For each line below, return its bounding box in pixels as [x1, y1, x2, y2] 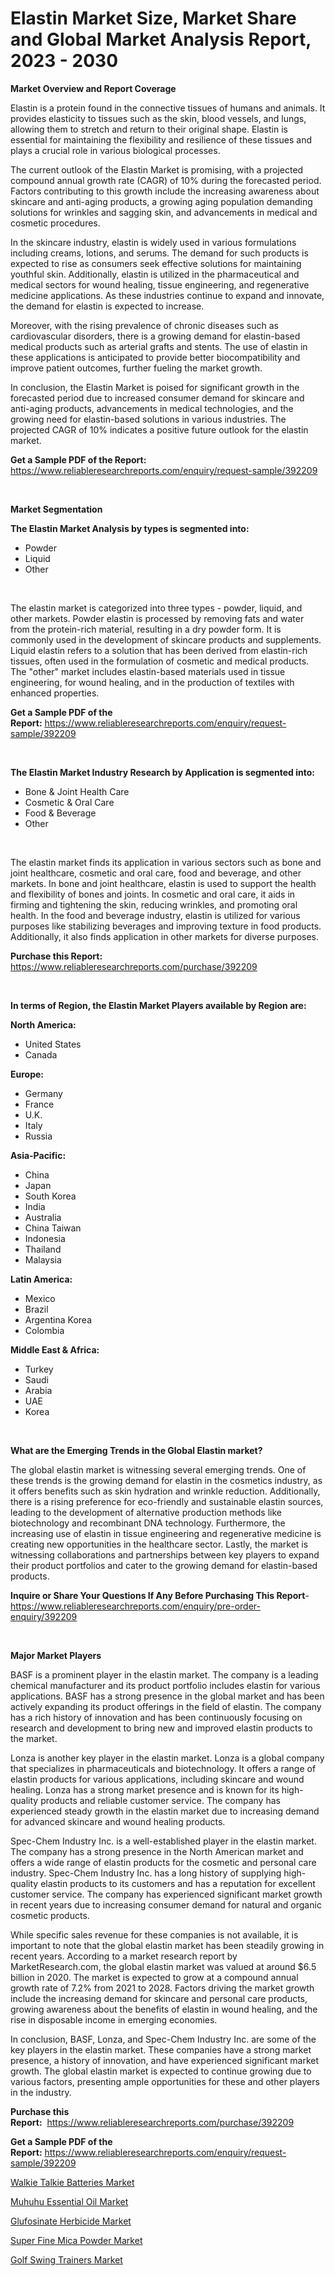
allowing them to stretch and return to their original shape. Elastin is [10, 123, 288, 135]
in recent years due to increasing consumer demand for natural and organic [10, 1898, 322, 1911]
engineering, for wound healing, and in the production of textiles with [10, 676, 295, 688]
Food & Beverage [24, 807, 97, 819]
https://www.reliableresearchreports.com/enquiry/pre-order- [10, 1600, 261, 1612]
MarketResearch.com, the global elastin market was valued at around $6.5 [10, 1960, 317, 1972]
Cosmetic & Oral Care [24, 796, 115, 808]
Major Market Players [10, 1649, 102, 1661]
